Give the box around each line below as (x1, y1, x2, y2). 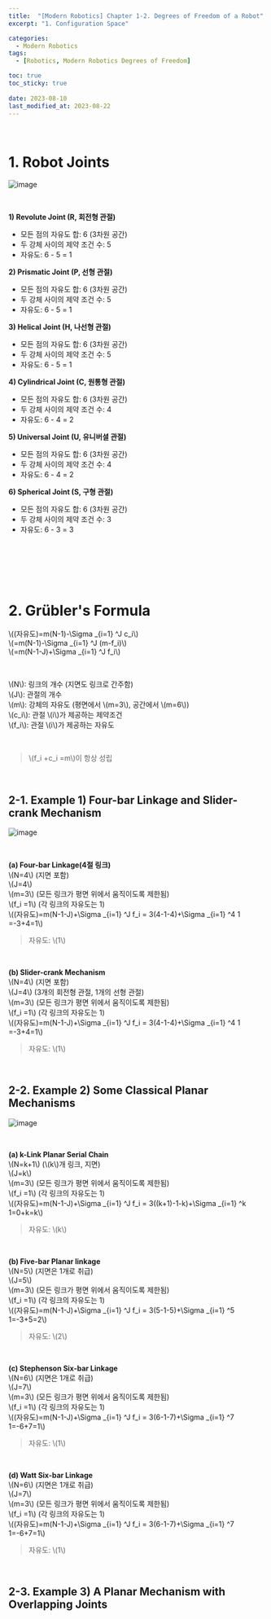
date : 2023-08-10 (8, 94, 68, 103)
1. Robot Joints (8, 152, 110, 171)
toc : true (8, 72, 42, 80)
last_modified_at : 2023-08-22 (8, 102, 111, 110)
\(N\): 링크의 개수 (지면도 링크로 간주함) (8, 679, 134, 689)
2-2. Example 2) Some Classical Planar (8, 1084, 209, 1098)
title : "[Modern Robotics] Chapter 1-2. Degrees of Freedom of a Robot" (8, 11, 264, 20)
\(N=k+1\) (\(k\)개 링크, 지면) (8, 1159, 101, 1169)
